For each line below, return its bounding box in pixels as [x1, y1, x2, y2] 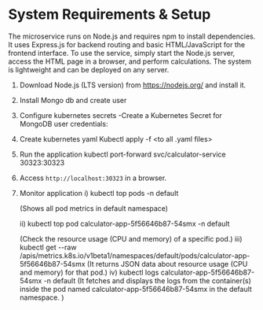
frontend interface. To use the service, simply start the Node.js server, [8, 48, 236, 57]
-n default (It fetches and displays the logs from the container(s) [43, 275, 251, 285]
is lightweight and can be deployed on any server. [8, 65, 170, 74]
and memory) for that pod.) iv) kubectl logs [19, 268, 159, 277]
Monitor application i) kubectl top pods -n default [19, 188, 179, 197]
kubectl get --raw [19, 242, 77, 252]
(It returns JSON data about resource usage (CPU [86, 259, 248, 268]
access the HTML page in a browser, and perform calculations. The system [8, 57, 251, 66]
